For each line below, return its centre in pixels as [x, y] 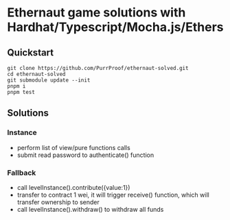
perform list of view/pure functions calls [73, 147]
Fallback [22, 173]
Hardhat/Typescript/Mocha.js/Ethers [115, 27]
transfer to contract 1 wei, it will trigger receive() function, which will [113, 195]
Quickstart [31, 52]
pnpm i [16, 86]
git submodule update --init [49, 80]
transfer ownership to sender [58, 202]
